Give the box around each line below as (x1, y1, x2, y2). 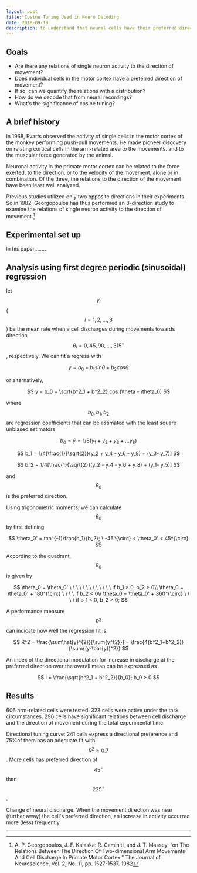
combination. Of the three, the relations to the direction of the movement (6, 175, 182, 182)
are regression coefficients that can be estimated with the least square (6, 419, 177, 426)
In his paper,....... (6, 245, 46, 253)
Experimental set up (6, 230, 81, 240)
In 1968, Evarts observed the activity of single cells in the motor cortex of (6, 132, 183, 140)
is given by (6, 572, 32, 580)
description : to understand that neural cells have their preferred (6, 25, 177, 31)
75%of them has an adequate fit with (6, 736, 96, 743)
